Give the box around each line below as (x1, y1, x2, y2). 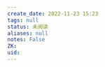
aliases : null (7, 29, 49, 37)
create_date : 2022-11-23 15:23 (7, 10, 99, 17)
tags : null (7, 17, 39, 24)
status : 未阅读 (7, 23, 48, 30)
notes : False (7, 36, 45, 43)
